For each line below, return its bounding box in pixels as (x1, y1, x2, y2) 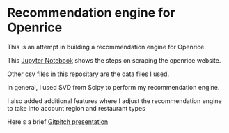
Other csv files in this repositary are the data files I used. (7, 70, 169, 78)
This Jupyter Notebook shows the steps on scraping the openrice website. (7, 56, 221, 64)
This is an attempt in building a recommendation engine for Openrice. (7, 42, 207, 51)
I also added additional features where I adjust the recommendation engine (7, 96, 222, 105)
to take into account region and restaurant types (7, 104, 146, 112)
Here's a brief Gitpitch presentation (7, 117, 109, 126)
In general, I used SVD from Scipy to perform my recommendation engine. (7, 83, 220, 91)
